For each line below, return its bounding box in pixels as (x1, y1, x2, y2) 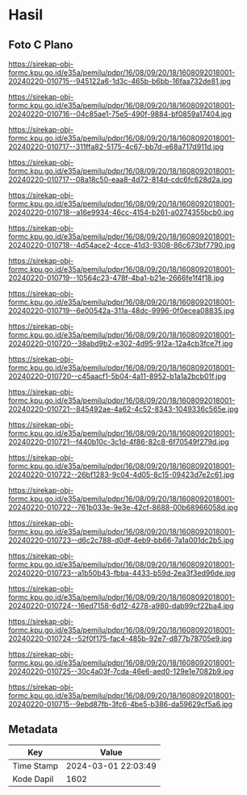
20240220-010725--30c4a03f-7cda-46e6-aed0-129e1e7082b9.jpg (8, 667, 234, 676)
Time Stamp (12, 760, 59, 772)
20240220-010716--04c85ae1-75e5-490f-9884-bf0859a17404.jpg (8, 109, 232, 119)
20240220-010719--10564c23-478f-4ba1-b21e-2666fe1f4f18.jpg (8, 273, 224, 282)
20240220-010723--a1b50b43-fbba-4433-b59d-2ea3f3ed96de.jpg (8, 568, 236, 578)
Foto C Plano (8, 38, 73, 52)
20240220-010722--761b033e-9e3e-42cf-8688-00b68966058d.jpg (8, 503, 238, 512)
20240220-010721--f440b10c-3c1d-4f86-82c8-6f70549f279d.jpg (8, 437, 230, 446)
